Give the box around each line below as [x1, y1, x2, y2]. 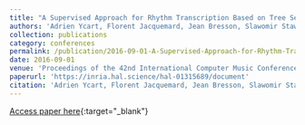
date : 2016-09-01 [9, 55, 75, 64]
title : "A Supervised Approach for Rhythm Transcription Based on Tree [9, 13, 286, 23]
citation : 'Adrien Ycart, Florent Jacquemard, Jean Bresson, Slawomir [9, 81, 282, 90]
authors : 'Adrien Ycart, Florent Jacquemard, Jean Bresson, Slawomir [9, 22, 279, 31]
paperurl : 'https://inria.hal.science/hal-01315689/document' [9, 72, 250, 82]
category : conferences [9, 38, 95, 48]
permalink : [9, 47, 51, 56]
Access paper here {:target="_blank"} [9, 105, 149, 116]
